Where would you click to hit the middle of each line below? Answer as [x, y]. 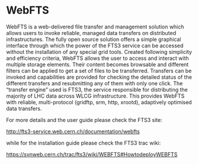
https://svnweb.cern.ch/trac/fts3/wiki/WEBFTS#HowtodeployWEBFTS [92, 154]
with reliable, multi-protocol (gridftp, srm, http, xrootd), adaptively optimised [99, 102]
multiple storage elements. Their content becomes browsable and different [98, 64]
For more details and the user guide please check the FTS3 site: [84, 120]
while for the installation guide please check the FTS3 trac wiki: [84, 143]
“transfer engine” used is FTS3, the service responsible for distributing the [97, 89]
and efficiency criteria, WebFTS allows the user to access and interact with [98, 58]
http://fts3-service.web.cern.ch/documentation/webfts [73, 131]
